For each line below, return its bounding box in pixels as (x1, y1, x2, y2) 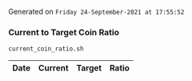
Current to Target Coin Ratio (8, 26, 120, 38)
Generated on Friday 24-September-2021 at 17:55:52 (8, 7, 185, 16)
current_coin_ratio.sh (8, 45, 84, 53)
